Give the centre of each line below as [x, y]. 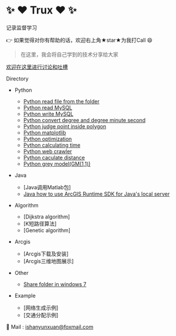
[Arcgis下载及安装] [46, 254]
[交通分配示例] [41, 315]
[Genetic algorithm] [47, 230]
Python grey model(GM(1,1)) [57, 164]
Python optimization [48, 139]
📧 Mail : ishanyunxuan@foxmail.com [50, 327]
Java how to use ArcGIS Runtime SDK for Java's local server [97, 194]
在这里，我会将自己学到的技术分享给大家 [69, 54]
